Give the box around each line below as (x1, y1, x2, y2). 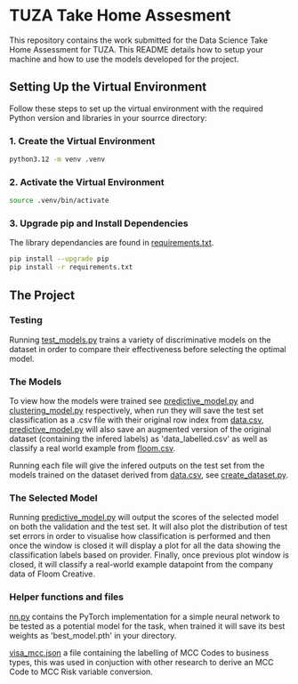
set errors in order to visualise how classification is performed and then (9, 531, 271, 542)
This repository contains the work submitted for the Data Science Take (9, 35, 269, 45)
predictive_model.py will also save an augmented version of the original (9, 424, 271, 435)
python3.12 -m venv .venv (9, 155, 105, 165)
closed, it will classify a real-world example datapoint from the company (9, 559, 274, 570)
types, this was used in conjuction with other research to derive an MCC (9, 656, 274, 667)
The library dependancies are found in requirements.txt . (9, 237, 214, 248)
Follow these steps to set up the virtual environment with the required (9, 103, 264, 114)
